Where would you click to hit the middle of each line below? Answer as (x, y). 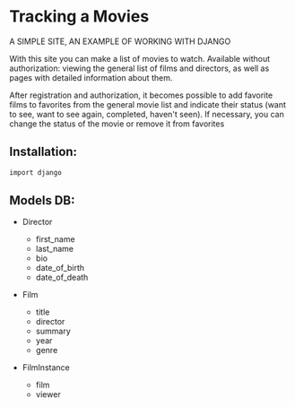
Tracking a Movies (79, 17)
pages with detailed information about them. (91, 77)
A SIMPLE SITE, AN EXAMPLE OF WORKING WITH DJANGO (120, 41)
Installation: (43, 152)
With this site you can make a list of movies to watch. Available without (140, 58)
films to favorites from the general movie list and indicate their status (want (148, 104)
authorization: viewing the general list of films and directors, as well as (139, 68)
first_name (55, 239)
